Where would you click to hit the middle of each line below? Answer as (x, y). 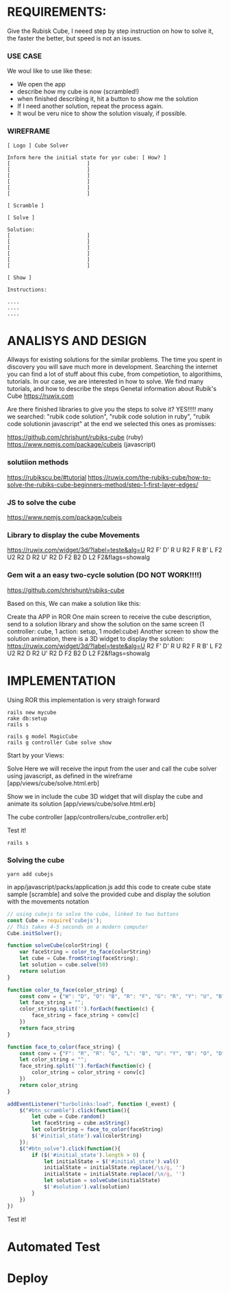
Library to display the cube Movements (74, 535)
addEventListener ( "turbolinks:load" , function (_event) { (91, 1104)
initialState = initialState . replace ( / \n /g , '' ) (114, 1174)
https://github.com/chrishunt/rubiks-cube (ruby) (75, 437)
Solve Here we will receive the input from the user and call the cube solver (112, 768)
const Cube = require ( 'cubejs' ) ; (55, 920)
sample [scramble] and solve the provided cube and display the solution (109, 894)
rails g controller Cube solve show (59, 742)
